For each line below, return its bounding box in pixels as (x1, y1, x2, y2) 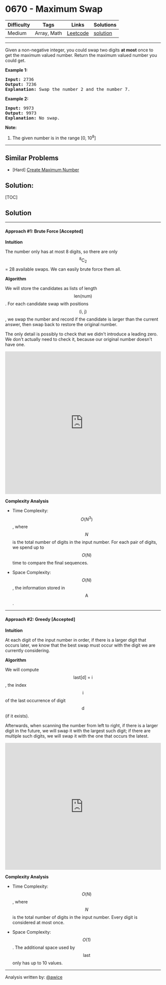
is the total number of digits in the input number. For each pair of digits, (12, 539, 157, 545)
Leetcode (67, 30, 89, 37)
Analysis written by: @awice (5, 974, 63, 980)
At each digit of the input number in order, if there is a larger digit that (5, 637, 147, 643)
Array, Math (35, 30, 63, 37)
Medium (7, 30, 27, 37)
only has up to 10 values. (12, 960, 63, 966)
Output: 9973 (5, 110, 37, 116)
